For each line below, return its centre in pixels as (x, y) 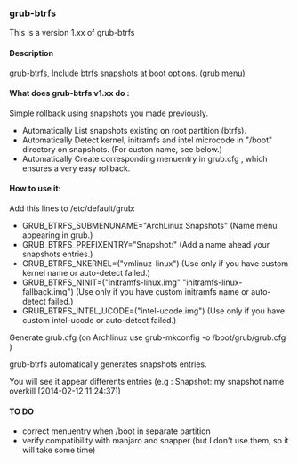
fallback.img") (48, 291)
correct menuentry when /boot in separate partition (116, 431)
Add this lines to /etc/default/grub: (72, 208)
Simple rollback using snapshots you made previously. (109, 113)
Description (32, 53)
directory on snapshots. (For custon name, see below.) (122, 149)
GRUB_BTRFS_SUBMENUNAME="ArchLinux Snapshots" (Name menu (149, 225)
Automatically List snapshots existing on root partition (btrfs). (134, 130)
